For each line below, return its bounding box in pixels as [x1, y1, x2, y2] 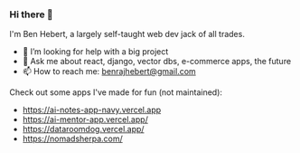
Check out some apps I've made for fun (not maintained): [9, 87, 223, 98]
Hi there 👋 [9, 8, 54, 21]
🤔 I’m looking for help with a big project [22, 46, 169, 57]
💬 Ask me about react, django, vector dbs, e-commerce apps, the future [22, 56, 292, 67]
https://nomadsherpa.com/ [22, 133, 124, 144]
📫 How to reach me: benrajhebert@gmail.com [22, 66, 196, 77]
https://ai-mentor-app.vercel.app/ [22, 114, 149, 125]
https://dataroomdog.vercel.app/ [22, 124, 145, 135]
